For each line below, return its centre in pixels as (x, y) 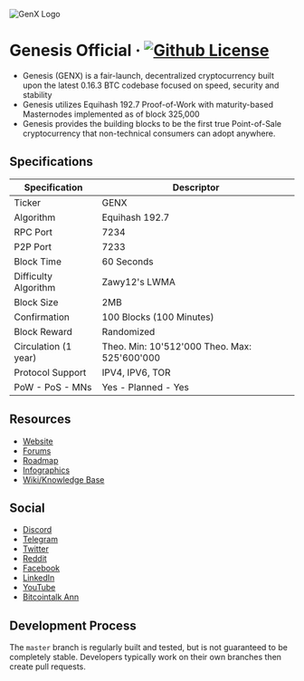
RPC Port (33, 232)
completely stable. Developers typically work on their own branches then (146, 657)
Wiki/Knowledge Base (63, 479)
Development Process (73, 625)
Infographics (46, 470)
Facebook (41, 568)
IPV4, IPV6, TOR (136, 372)
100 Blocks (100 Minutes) (158, 317)
